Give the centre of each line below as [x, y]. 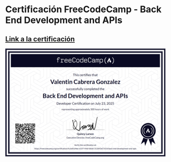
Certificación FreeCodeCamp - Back [83, 9]
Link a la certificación [40, 39]
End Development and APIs [64, 20]
